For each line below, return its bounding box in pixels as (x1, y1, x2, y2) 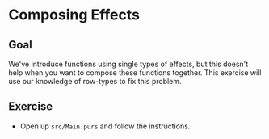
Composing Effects (8, 6, 140, 24)
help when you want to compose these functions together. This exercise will (8, 68, 262, 78)
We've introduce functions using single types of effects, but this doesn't (8, 59, 249, 69)
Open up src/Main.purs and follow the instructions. (19, 121, 191, 131)
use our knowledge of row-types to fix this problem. (8, 77, 182, 86)
